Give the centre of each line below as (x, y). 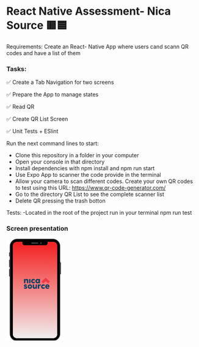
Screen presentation (37, 229)
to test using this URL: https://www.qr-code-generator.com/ (90, 188)
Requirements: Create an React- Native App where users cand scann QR (98, 47)
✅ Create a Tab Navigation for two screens (60, 82)
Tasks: (16, 69)
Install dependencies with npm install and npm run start (85, 168)
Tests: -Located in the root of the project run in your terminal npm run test (99, 213)
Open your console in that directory (60, 162)
